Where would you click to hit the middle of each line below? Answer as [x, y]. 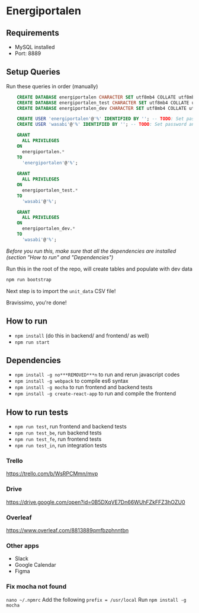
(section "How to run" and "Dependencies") [60, 257]
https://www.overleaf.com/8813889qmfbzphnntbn [68, 531]
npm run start [32, 342]
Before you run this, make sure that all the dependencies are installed [91, 251]
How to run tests [37, 412]
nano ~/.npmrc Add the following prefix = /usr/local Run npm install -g [96, 599]
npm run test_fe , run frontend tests [58, 439]
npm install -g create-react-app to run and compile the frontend [95, 393]
